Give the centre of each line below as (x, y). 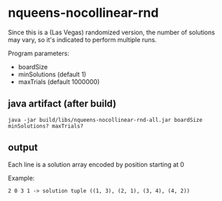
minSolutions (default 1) (52, 74)
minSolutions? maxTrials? (46, 126)
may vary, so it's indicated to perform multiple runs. (82, 39)
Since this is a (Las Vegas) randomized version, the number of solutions (112, 32)
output (23, 147)
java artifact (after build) (62, 104)
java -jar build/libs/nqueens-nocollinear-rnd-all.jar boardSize (105, 120)
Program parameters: (39, 53)
